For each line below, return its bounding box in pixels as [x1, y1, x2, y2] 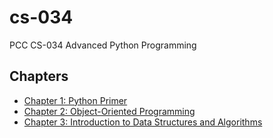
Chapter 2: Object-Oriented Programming [23, 105, 196, 117]
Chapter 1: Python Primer [23, 94, 128, 106]
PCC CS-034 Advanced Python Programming [9, 39, 197, 51]
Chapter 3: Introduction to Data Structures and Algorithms [23, 116, 263, 128]
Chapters [9, 68, 69, 85]
